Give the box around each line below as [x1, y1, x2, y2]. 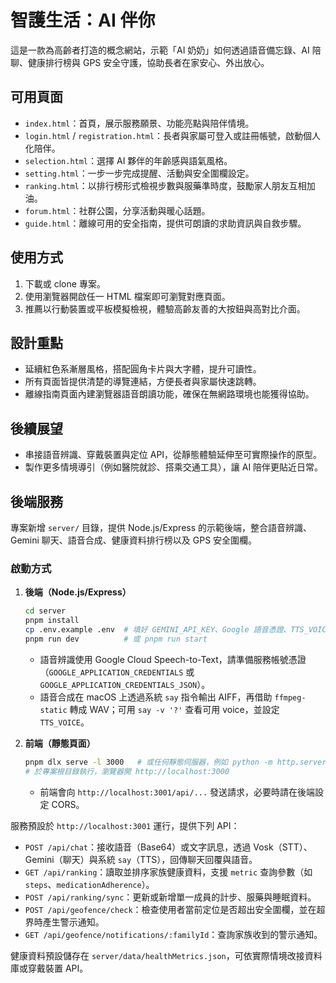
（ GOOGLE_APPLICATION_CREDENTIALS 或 [39, 666, 195, 678]
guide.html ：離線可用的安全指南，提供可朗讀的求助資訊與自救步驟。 [24, 217, 307, 229]
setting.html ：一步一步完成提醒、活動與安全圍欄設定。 [24, 167, 255, 179]
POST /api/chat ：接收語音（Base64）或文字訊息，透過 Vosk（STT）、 [24, 841, 313, 853]
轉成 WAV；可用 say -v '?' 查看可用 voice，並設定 [69, 703, 280, 715]
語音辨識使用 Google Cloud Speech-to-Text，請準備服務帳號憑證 [39, 653, 307, 665]
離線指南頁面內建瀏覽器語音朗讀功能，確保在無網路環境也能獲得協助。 [24, 388, 315, 400]
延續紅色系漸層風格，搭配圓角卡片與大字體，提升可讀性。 [24, 363, 262, 375]
